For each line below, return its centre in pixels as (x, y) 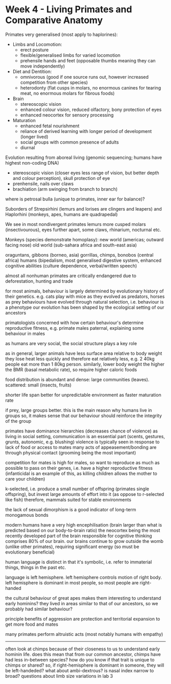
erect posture (34, 50)
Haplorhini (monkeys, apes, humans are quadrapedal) (62, 214)
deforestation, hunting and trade (39, 281)
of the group (18, 421)
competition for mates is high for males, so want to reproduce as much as (82, 462)
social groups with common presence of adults (69, 142)
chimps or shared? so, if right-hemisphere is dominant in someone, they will (85, 665)
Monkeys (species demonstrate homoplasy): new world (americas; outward (84, 239)
